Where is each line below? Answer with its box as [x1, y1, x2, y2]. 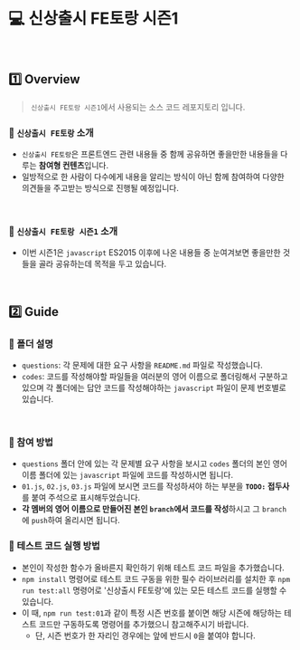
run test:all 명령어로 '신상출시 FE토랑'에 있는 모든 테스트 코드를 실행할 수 [21, 585, 287, 596]
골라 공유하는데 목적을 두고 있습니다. [38, 259, 167, 270]
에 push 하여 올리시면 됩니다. [21, 515, 121, 526]
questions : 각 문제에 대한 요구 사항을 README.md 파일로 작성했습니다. [21, 359, 263, 371]
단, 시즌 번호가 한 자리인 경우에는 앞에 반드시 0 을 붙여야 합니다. [34, 630, 257, 641]
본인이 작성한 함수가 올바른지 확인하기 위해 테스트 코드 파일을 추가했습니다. [21, 562, 286, 573]
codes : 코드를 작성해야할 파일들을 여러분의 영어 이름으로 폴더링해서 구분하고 [21, 371, 288, 382]
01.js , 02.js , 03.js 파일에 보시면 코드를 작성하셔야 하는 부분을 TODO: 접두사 [21, 481, 290, 492]
